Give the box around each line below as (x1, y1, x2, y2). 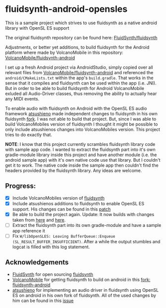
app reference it (12, 228, 46, 233)
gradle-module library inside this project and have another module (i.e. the (5, 152, 157, 158)
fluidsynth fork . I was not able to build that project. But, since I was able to (5, 116, 157, 122)
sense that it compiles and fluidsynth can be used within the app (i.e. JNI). (5, 80, 157, 86)
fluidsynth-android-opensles (5, 3, 128, 15)
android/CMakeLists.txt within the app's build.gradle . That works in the (5, 75, 154, 81)
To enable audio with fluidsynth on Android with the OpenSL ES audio (5, 105, 147, 111)
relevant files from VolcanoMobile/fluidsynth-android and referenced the (5, 69, 154, 75)
